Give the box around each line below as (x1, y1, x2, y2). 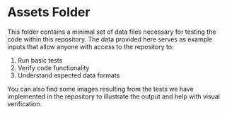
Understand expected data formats (17, 71, 120, 80)
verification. (7, 99, 42, 108)
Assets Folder (7, 4, 91, 20)
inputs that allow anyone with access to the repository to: (7, 42, 175, 51)
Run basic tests (17, 56, 63, 64)
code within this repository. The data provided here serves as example (7, 34, 213, 43)
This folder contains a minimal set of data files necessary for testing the (7, 27, 216, 36)
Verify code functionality (17, 63, 90, 72)
